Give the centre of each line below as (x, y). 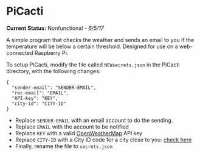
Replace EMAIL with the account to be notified (72, 127)
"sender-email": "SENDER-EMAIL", (54, 87)
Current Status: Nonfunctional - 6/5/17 (55, 28)
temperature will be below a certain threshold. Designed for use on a (92, 46)
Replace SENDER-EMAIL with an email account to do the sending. (94, 120)
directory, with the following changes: (53, 71)
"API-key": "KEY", (35, 98)
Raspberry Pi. (51, 52)
